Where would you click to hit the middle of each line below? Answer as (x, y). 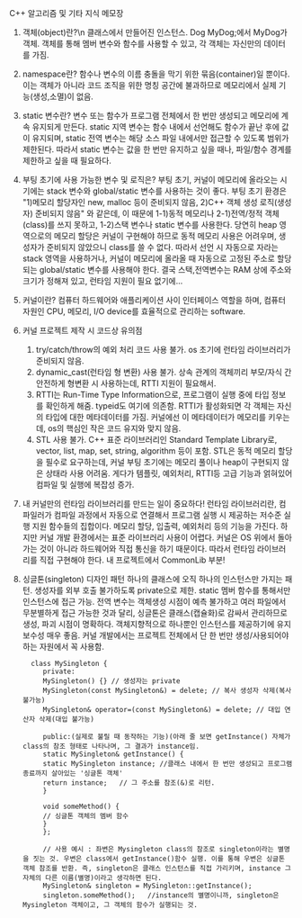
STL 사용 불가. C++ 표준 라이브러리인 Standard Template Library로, (156, 440)
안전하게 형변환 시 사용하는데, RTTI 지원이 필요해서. (126, 383)
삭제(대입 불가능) (67, 719)
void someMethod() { (81, 806)
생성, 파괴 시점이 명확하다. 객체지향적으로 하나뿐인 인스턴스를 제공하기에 (148, 624)
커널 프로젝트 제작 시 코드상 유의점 (82, 330)
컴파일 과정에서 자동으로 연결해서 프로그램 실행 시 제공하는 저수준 (168, 515)
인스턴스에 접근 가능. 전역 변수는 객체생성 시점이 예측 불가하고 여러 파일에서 (154, 602)
